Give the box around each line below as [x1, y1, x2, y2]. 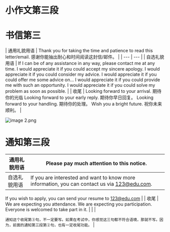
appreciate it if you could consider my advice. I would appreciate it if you [5, 72, 157, 78]
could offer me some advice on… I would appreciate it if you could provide [5, 77, 160, 83]
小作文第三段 [5, 5, 59, 16]
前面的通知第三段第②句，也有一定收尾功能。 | [12, 222, 95, 228]
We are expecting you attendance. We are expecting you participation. [5, 201, 152, 207]
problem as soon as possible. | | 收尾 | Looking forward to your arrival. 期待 [5, 88, 162, 94]
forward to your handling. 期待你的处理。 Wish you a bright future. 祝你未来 [5, 101, 162, 107]
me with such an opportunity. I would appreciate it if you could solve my [5, 82, 155, 88]
